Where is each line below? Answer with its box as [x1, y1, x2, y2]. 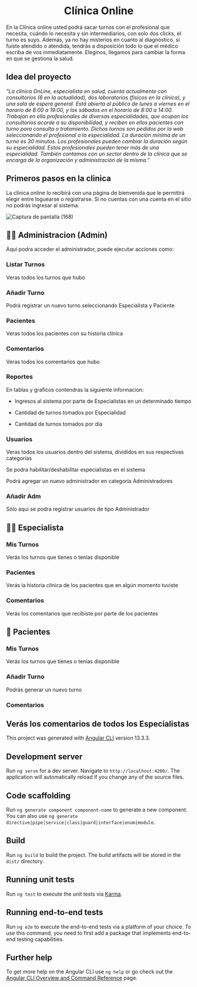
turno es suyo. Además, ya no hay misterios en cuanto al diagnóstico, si [6, 36, 181, 43]
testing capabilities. [16, 935, 64, 943]
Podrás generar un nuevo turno [6, 686, 82, 693]
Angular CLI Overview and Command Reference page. [6, 975, 138, 982]
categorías [6, 455, 32, 462]
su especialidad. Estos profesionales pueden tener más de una [6, 144, 159, 151]
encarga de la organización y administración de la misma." [6, 156, 150, 163]
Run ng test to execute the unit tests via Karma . [6, 890, 122, 897]
